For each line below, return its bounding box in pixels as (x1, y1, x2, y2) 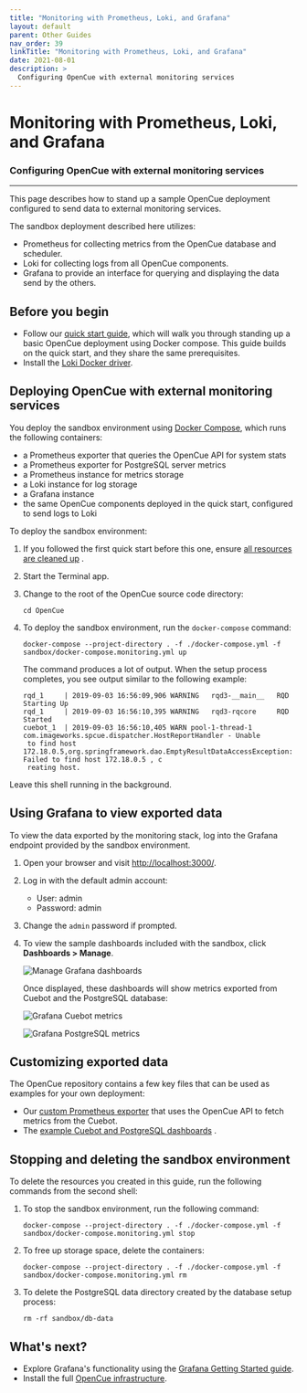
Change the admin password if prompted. (22, 920, 177, 931)
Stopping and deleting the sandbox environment (9, 1152, 291, 1167)
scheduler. (22, 248, 63, 259)
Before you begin (9, 303, 110, 320)
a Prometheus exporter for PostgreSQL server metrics (22, 459, 227, 470)
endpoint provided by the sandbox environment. (9, 839, 191, 850)
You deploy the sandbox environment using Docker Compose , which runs (9, 422, 287, 433)
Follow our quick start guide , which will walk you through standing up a (22, 328, 291, 339)
